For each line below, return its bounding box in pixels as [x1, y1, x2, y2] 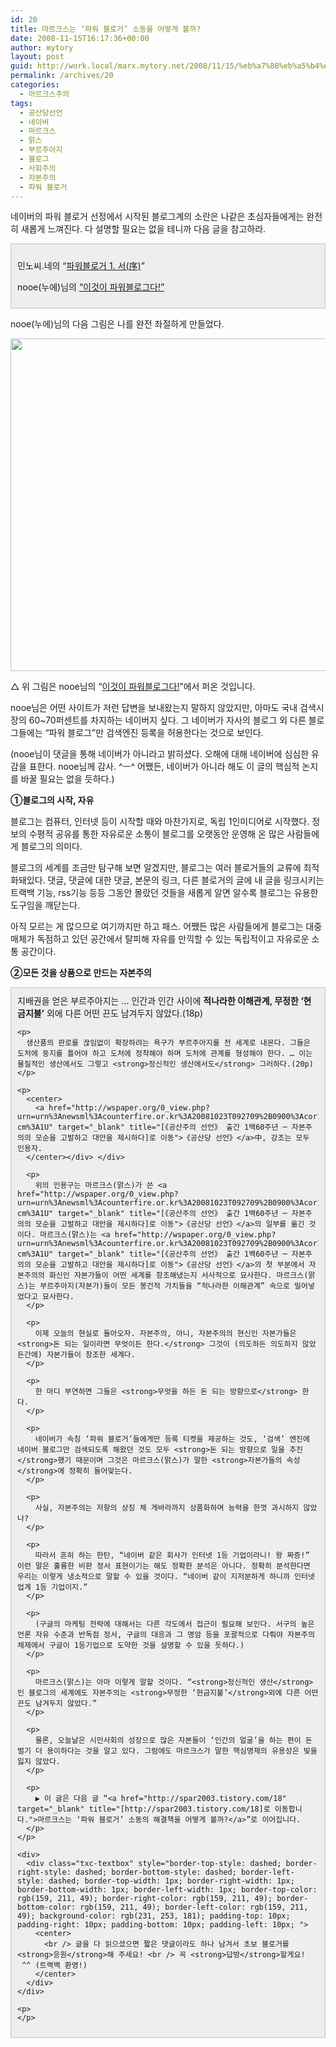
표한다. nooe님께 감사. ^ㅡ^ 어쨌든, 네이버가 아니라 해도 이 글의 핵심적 [28, 761, 300, 773]
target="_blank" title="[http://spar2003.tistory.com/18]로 [17, 1804, 271, 1815]
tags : [10, 98, 33, 108]
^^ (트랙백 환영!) [21, 1961, 88, 1971]
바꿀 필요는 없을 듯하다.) [20, 773, 115, 785]
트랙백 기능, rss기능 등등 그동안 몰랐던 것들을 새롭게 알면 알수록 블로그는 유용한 [10, 887, 319, 899]
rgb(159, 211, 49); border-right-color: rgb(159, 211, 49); [17, 1894, 273, 1904]
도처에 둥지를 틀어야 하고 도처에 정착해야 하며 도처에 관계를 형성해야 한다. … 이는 [17, 1049, 313, 1059]
